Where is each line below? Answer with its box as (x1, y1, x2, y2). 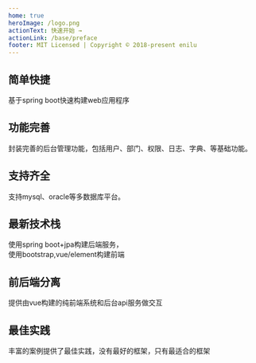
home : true (8, 11, 45, 20)
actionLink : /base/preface (8, 33, 98, 42)
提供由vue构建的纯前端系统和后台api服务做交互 (8, 298, 163, 307)
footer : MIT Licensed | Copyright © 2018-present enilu (8, 41, 197, 49)
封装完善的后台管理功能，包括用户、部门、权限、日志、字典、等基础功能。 (8, 143, 252, 153)
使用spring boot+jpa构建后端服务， (8, 240, 123, 249)
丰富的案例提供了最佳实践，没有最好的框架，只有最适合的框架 (8, 346, 211, 355)
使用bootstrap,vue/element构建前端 (8, 250, 125, 260)
